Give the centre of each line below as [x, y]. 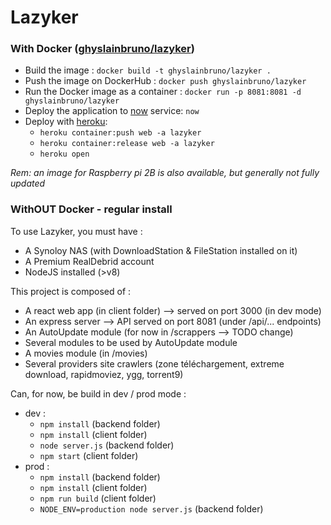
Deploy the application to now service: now [112, 111]
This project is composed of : [71, 291]
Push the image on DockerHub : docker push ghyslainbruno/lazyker [165, 81]
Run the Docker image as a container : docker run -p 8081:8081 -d [163, 92]
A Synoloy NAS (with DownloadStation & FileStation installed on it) [161, 250]
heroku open [64, 154]
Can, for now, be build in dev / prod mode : [98, 393]
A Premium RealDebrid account [89, 261]
